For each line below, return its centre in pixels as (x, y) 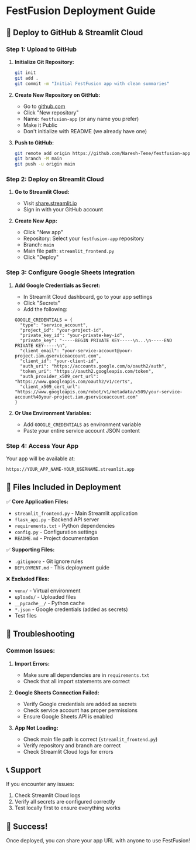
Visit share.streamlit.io (50, 203)
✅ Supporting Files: (30, 549)
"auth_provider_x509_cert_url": (59, 376)
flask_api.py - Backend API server (57, 519)
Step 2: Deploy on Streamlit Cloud (55, 179)
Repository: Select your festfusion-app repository (84, 238)
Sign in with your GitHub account (63, 210)
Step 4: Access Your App (42, 446)
